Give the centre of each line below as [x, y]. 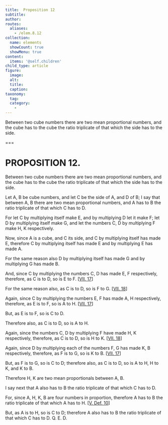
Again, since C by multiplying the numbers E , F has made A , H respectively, [83, 298]
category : [20, 103]
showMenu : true [26, 52]
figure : [13, 71]
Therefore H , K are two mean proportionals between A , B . [65, 378]
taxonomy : [16, 94]
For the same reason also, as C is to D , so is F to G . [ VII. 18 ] [66, 288]
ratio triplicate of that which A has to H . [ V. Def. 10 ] [58, 403]
